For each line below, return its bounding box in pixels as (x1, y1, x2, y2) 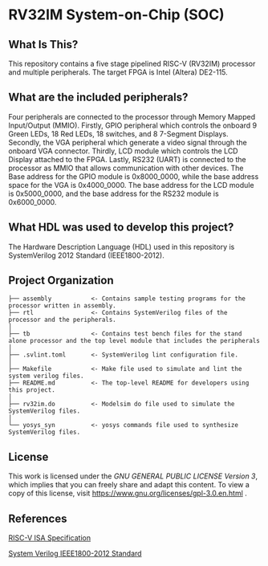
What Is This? (8, 38, 79, 51)
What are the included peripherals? (8, 91, 189, 104)
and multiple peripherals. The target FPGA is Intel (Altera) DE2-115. (8, 67, 229, 77)
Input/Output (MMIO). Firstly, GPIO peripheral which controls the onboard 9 (8, 120, 258, 130)
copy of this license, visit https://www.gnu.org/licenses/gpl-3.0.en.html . (8, 488, 247, 499)
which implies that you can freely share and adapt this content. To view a (8, 480, 250, 490)
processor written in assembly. (8, 302, 116, 310)
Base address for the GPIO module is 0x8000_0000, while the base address (8, 171, 259, 181)
